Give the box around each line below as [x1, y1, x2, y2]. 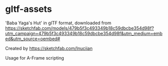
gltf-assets [5, 3, 52, 15]
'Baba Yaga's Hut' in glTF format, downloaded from [5, 20, 111, 26]
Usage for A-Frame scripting [5, 55, 64, 61]
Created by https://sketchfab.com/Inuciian [5, 45, 93, 51]
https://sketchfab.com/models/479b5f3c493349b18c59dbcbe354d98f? [5, 25, 154, 31]
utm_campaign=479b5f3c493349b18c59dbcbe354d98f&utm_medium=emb [5, 30, 163, 36]
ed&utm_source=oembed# [5, 36, 60, 42]
